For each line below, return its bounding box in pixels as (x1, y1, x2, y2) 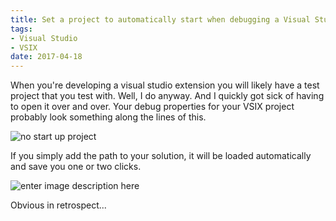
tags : (10, 24, 33, 34)
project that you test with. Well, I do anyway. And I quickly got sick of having (10, 90, 325, 102)
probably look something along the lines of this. (10, 111, 207, 123)
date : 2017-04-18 (10, 52, 83, 62)
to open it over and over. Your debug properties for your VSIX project (10, 101, 295, 113)
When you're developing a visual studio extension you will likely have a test (10, 79, 320, 91)
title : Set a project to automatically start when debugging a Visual (10, 14, 311, 25)
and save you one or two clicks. (10, 161, 142, 173)
